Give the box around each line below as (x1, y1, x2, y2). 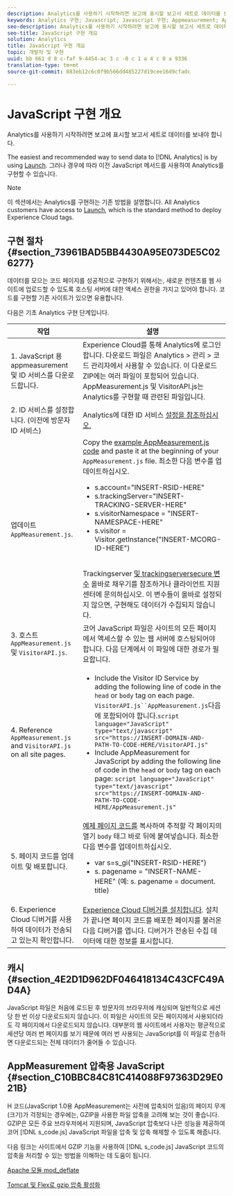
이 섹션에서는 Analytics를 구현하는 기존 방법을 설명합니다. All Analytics (7, 198, 200, 207)
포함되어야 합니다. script (103, 711, 179, 721)
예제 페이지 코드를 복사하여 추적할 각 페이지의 (83, 821, 222, 831)
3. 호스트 (10, 630, 39, 640)
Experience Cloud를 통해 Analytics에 (83, 340, 200, 350)
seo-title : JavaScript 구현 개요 (7, 29, 98, 37)
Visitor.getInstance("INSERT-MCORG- (94, 535, 222, 544)
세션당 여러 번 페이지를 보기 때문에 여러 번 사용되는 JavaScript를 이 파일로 (7, 1030, 208, 1038)
